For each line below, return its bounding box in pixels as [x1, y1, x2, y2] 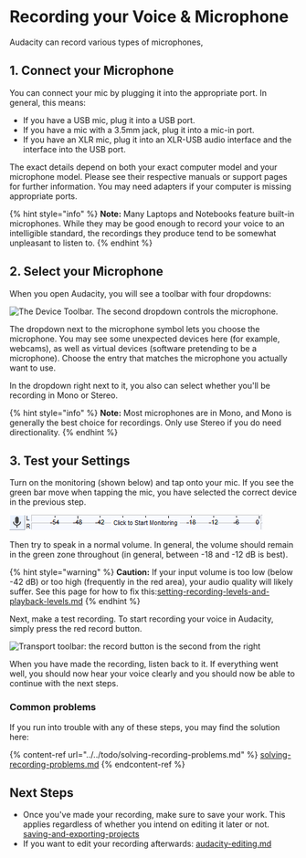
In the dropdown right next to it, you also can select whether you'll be [9, 380, 271, 391]
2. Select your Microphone [9, 264, 164, 279]
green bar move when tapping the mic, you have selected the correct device [9, 487, 298, 498]
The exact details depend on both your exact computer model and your [9, 162, 278, 173]
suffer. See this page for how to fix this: [9, 586, 158, 597]
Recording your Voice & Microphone [9, 6, 290, 27]
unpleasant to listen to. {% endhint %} [9, 237, 153, 248]
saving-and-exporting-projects [22, 829, 140, 840]
